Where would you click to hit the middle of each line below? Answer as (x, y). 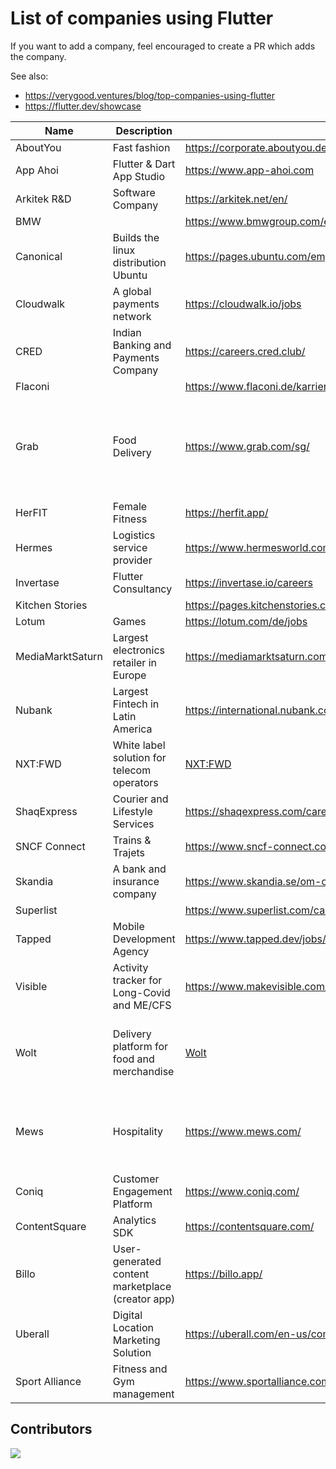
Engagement (142, 1191)
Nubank (34, 710)
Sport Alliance (48, 1381)
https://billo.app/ (223, 1274)
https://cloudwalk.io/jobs (243, 304)
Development (144, 939)
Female (130, 506)
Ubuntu (130, 275)
